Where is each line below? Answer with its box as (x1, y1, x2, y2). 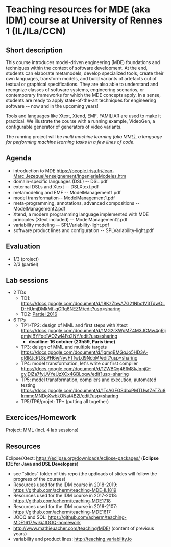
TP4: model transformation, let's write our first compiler (20, 360, 138, 367)
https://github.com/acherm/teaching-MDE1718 (13, 498, 111, 504)
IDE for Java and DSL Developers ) (6, 461, 79, 467)
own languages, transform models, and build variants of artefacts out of (6, 76, 157, 81)
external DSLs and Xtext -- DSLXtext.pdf (13, 183, 99, 190)
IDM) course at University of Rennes (6, 14, 163, 26)
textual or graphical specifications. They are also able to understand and (6, 81, 158, 87)
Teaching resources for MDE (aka (6, 4, 150, 15)
